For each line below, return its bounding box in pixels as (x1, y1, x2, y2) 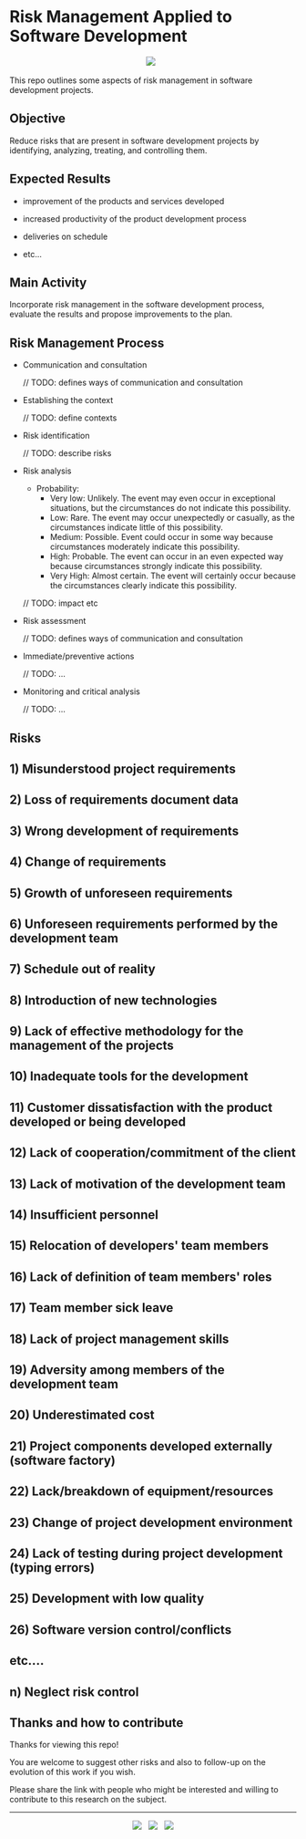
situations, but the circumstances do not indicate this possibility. (49, 503, 291, 514)
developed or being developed (9, 1114, 187, 1129)
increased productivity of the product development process (22, 213, 248, 224)
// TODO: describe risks (22, 448, 112, 459)
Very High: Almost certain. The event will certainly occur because (49, 570, 296, 581)
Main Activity (9, 275, 87, 290)
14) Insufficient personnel (9, 1207, 159, 1223)
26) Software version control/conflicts (9, 1622, 232, 1637)
